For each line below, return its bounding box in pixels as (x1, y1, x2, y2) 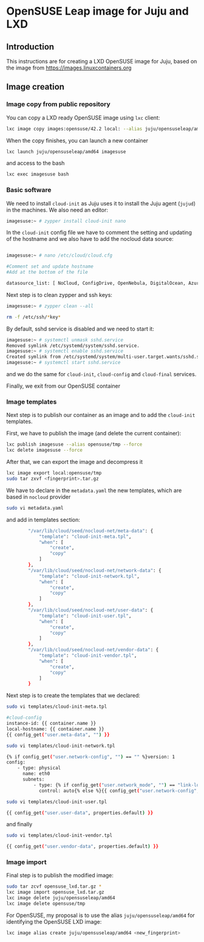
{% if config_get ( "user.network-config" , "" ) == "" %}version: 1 (6, 754, 175, 760)
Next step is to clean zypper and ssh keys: (6, 291, 112, 298)
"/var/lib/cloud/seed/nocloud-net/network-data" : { (28, 567, 162, 574)
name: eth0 (22, 771, 50, 777)
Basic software (6, 186, 52, 194)
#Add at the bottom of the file (6, 269, 88, 276)
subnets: (22, 776, 45, 783)
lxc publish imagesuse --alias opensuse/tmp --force (6, 441, 143, 448)
